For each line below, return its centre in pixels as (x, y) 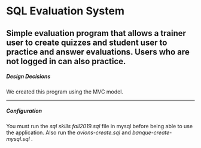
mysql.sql (18, 138)
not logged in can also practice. (66, 61)
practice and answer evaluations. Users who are (98, 52)
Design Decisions (28, 77)
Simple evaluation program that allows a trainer (96, 33)
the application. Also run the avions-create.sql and (69, 132)
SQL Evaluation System (65, 11)
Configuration (24, 111)
